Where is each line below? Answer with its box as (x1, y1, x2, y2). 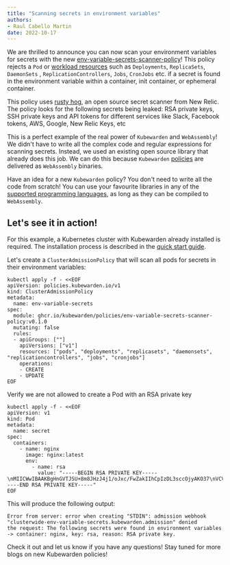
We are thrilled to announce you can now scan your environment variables (7, 48, 217, 56)
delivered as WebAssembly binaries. (7, 162, 103, 170)
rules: (13, 330, 32, 337)
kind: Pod (7, 416, 36, 422)
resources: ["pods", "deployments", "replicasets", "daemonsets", (19, 348, 213, 355)
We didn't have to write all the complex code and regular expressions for (7, 140, 212, 148)
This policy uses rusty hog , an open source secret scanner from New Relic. (7, 97, 219, 106)
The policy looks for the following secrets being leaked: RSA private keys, (7, 105, 214, 113)
